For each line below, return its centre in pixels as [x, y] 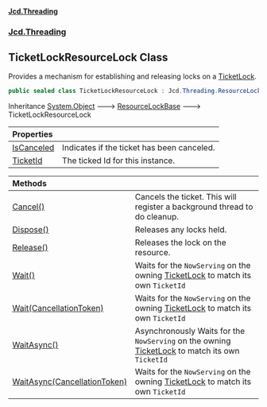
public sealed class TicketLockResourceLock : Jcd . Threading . [113, 91]
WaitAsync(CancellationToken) [70, 382]
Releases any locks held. [181, 230]
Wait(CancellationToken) [58, 308]
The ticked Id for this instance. [119, 161]
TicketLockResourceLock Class [88, 57]
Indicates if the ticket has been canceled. [139, 148]
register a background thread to [194, 207]
